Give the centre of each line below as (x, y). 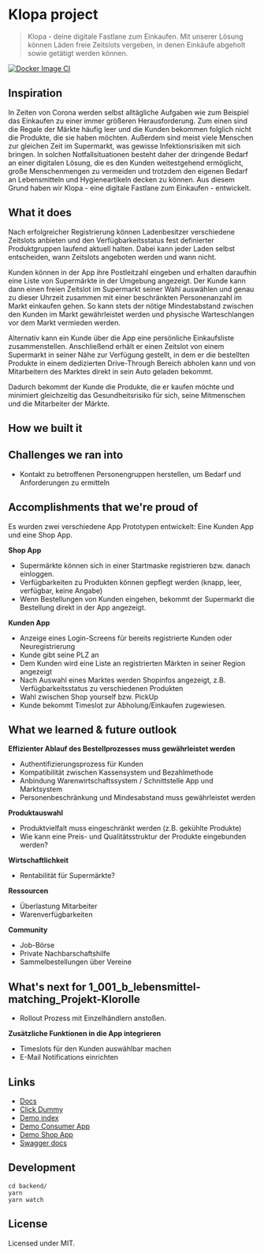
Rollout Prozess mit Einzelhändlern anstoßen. (93, 1018)
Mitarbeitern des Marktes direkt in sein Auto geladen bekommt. (111, 371)
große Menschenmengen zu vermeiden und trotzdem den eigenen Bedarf (128, 171)
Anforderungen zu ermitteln (65, 482)
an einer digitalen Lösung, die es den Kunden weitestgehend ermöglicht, (126, 163)
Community (28, 930)
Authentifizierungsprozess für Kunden (82, 764)
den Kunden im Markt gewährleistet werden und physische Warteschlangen (131, 314)
